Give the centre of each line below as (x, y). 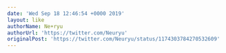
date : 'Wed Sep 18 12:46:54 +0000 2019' (66, 13)
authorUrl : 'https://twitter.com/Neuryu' (68, 33)
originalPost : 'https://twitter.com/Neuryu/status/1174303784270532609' (114, 39)
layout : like (26, 20)
